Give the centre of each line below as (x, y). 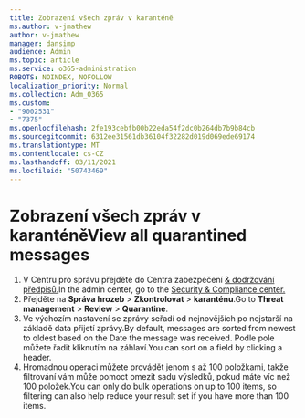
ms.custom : (30, 103)
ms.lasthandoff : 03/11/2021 (63, 162)
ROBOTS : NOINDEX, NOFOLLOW (61, 78)
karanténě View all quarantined (128, 235)
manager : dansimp (42, 43)
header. (37, 358)
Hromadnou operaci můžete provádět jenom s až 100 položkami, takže (156, 367)
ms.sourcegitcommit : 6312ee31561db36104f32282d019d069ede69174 (132, 137)
